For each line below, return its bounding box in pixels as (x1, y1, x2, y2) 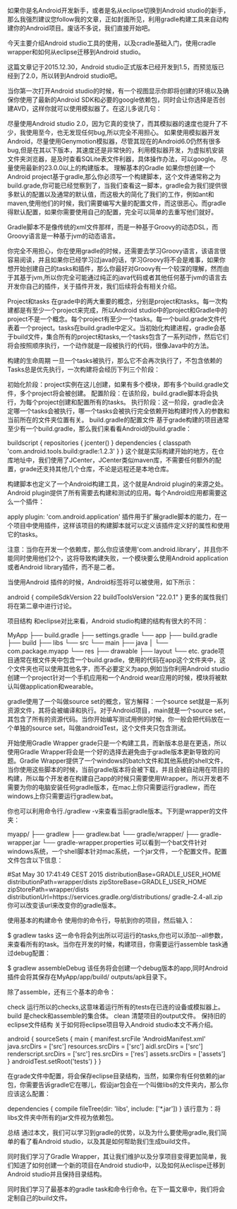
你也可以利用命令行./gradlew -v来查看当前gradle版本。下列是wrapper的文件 (7, 807, 228, 815)
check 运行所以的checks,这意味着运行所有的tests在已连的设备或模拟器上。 (7, 1003, 224, 1011)
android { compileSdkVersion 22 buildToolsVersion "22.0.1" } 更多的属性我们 (7, 593, 228, 601)
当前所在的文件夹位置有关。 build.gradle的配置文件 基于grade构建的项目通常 (7, 416, 229, 424)
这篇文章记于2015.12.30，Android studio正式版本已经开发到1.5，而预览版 (7, 63, 219, 71)
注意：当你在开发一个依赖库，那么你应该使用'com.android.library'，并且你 (7, 545, 223, 553)
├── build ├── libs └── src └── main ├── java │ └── (7, 639, 169, 647)
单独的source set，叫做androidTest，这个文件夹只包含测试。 (13, 724, 190, 732)
